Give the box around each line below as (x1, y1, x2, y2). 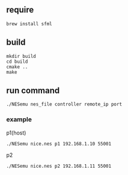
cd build (6, 59, 28, 65)
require (6, 5, 34, 15)
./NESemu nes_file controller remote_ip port (6, 101, 122, 107)
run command (6, 86, 60, 96)
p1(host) (6, 129, 26, 136)
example (6, 115, 32, 124)
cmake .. (6, 63, 28, 70)
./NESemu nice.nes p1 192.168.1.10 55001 (6, 141, 112, 147)
